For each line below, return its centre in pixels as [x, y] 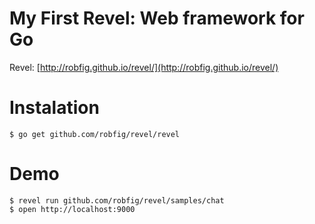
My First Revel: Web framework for [157, 18]
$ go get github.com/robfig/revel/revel [95, 134]
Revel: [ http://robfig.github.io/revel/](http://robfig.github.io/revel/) [144, 67]
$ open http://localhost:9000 [72, 209]
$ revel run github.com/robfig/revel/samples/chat [117, 200]
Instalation [54, 108]
